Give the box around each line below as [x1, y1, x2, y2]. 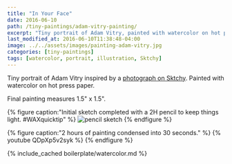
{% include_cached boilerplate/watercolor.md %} [7, 149, 147, 157]
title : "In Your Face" [7, 10, 72, 17]
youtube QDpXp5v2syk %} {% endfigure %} [7, 136, 133, 144]
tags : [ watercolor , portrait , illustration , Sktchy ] [7, 55, 162, 62]
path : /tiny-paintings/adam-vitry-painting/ [7, 23, 137, 30]
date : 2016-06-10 [7, 17, 57, 23]
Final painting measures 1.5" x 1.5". [7, 94, 106, 103]
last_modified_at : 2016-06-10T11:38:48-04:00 [7, 36, 140, 43]
